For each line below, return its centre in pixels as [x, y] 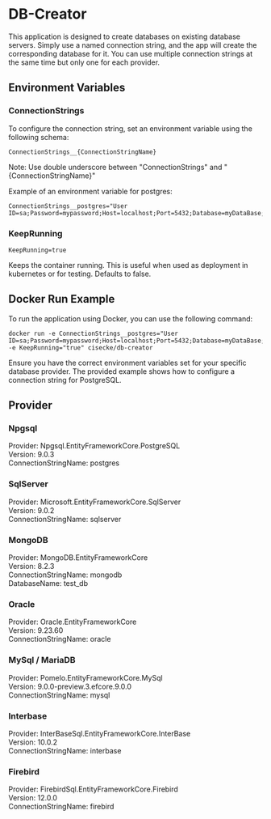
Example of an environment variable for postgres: [91, 191]
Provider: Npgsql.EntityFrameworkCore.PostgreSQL [94, 446]
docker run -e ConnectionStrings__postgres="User [94, 333]
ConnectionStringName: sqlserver [65, 519]
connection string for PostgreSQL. [65, 380]
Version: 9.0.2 [31, 510]
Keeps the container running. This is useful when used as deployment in [128, 265]
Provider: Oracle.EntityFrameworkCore [73, 622]
